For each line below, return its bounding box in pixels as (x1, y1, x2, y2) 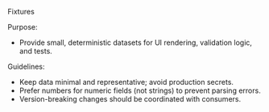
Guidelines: (7, 62, 45, 71)
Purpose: (7, 22, 38, 31)
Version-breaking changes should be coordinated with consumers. (19, 94, 242, 103)
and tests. (19, 46, 53, 55)
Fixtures (7, 7, 35, 16)
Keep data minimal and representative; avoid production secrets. (19, 78, 234, 86)
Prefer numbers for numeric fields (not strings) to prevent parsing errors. (19, 86, 261, 95)
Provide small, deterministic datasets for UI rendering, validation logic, (19, 38, 253, 47)
